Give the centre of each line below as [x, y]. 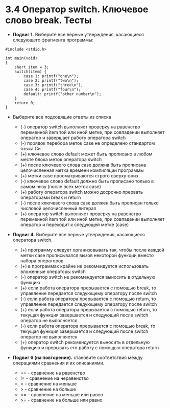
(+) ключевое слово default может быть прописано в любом [86, 154]
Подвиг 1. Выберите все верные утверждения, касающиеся [78, 34]
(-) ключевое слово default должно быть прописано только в [87, 181]
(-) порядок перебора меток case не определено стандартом [88, 143]
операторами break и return [51, 197]
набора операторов [42, 260]
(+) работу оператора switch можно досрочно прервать [82, 192]
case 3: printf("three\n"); [53, 85]
